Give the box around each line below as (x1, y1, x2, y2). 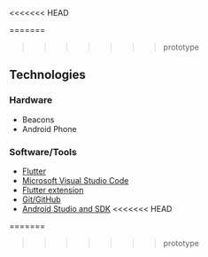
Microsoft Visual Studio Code (21, 175, 129, 185)
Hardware (9, 94, 53, 106)
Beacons (21, 114, 55, 125)
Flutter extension (21, 184, 84, 195)
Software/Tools (9, 145, 77, 158)
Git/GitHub (21, 194, 61, 205)
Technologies (9, 67, 87, 82)
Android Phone (21, 123, 77, 134)
